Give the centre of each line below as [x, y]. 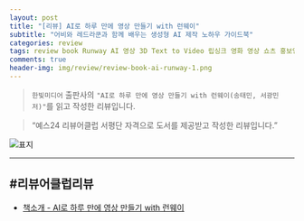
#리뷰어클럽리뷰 [52, 184]
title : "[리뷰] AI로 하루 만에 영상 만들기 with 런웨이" [104, 26]
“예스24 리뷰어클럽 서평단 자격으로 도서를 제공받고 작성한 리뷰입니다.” [154, 125]
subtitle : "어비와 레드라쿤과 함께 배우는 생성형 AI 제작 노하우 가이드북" [132, 34]
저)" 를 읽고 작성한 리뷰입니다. [83, 106]
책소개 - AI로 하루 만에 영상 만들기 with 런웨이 [103, 207]
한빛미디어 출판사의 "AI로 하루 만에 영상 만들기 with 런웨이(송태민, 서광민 [155, 95]
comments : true [38, 60]
